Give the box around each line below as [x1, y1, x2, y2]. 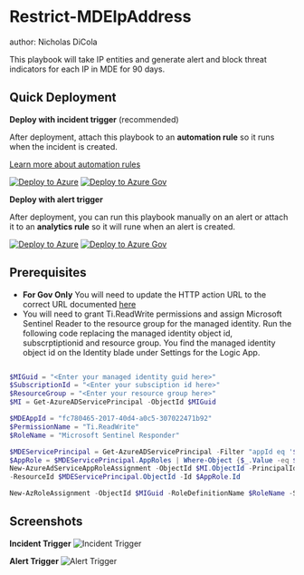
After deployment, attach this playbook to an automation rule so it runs [9, 132, 275, 142]
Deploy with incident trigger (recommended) [9, 113, 179, 124]
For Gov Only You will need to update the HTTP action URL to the [22, 288, 267, 300]
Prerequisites [9, 265, 87, 280]
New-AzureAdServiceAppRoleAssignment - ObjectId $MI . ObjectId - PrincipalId [9, 464, 298, 473]
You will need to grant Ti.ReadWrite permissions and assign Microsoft [22, 308, 282, 319]
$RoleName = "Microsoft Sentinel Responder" [9, 431, 180, 440]
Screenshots [9, 514, 83, 530]
